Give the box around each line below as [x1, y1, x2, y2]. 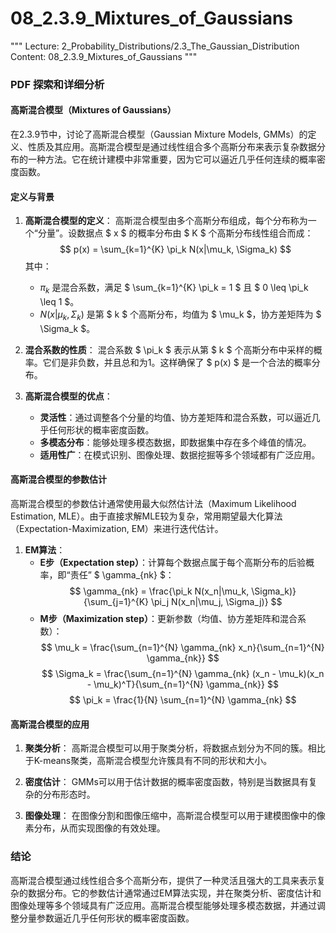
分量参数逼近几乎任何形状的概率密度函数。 [18, 912, 195, 924]
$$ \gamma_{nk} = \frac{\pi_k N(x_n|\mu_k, [69, 585, 250, 597]
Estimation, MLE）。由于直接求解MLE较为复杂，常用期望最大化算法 [10, 510, 283, 522]
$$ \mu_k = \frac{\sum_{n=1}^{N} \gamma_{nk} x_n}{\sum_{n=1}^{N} [40, 642, 325, 654]
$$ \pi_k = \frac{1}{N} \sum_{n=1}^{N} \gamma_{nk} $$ [68, 694, 297, 706]
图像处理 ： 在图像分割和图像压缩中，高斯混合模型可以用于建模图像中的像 [24, 810, 326, 822]
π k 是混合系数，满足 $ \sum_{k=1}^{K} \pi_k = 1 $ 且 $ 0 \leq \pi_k [39, 282, 309, 296]
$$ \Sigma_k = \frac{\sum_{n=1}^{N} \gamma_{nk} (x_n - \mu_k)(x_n [41, 668, 325, 680]
